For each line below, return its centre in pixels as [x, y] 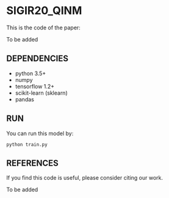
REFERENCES [33, 163]
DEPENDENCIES [38, 59]
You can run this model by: [40, 133]
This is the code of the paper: [43, 28]
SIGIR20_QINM [44, 11]
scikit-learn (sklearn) [41, 93]
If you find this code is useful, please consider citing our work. [85, 178]
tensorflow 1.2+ [35, 86]
